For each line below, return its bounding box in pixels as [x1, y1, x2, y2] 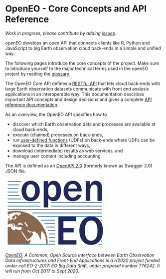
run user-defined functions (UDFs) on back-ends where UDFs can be [12, 137, 155, 143]
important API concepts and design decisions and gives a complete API [5, 96, 152, 102]
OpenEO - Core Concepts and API [5, 3, 147, 14]
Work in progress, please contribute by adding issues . [5, 30, 117, 36]
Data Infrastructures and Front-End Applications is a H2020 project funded [5, 257, 160, 263]
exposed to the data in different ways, [12, 142, 91, 148]
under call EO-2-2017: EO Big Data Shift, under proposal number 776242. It [5, 262, 161, 268]
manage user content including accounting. [12, 153, 102, 159]
